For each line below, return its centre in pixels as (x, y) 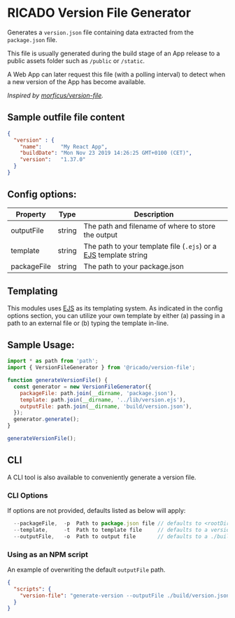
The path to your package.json (134, 266)
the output (100, 235)
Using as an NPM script (48, 554)
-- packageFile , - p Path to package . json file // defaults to (107, 523)
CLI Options (28, 495)
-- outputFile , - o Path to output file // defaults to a (111, 536)
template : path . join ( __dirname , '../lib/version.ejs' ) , (103, 400)
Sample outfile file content (66, 117)
